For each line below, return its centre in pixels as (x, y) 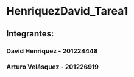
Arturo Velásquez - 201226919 (53, 67)
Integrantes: (30, 34)
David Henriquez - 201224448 (52, 51)
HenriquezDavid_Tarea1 (67, 11)
